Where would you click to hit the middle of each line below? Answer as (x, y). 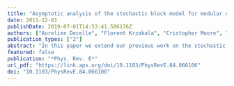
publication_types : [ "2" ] (45, 40)
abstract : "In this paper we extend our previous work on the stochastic (117, 46)
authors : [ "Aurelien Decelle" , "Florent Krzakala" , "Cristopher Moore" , (115, 33)
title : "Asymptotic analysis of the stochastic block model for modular (115, 14)
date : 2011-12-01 (32, 20)
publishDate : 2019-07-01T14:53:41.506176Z (70, 26)
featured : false (31, 53)
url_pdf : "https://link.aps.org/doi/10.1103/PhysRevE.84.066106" (104, 65)
